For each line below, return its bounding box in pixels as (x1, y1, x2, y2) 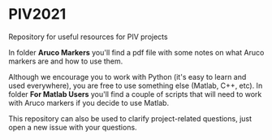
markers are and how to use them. (8, 56, 123, 66)
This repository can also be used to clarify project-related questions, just (8, 113, 253, 123)
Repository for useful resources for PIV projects (8, 32, 168, 42)
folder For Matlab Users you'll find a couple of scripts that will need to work (8, 89, 262, 98)
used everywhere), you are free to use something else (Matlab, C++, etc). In (8, 81, 263, 90)
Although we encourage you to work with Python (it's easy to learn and (8, 72, 247, 81)
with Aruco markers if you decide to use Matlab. (8, 98, 169, 107)
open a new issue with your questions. (8, 122, 137, 132)
